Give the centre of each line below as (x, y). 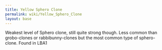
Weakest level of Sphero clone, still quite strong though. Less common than (81, 33)
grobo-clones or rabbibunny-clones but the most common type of (72, 38)
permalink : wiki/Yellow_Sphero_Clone (44, 14)
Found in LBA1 (33, 43)
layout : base (18, 19)
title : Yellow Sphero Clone (34, 10)
